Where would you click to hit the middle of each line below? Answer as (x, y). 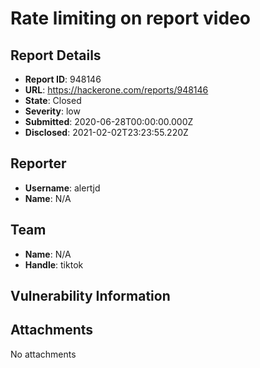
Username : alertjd (62, 188)
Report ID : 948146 (63, 79)
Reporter (38, 163)
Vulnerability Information (90, 296)
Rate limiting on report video (130, 18)
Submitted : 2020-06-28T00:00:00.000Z (109, 121)
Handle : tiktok (54, 264)
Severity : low (52, 111)
